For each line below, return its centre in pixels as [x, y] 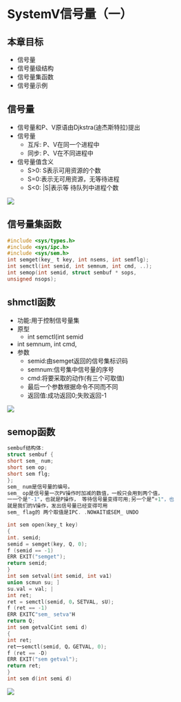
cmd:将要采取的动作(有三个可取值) [76, 378]
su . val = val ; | [30, 589]
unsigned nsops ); [32, 279]
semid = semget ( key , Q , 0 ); [47, 544]
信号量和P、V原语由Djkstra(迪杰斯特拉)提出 [78, 127]
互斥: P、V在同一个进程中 [63, 144]
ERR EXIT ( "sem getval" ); [43, 659]
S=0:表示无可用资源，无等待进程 [73, 179]
